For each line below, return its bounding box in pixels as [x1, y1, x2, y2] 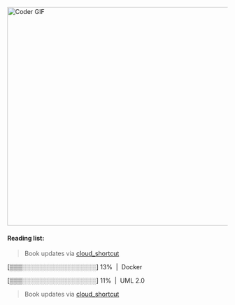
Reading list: [7, 234, 45, 242]
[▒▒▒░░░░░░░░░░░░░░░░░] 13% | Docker [7, 263, 143, 271]
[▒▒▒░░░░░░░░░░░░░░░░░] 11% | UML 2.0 [7, 276, 145, 285]
